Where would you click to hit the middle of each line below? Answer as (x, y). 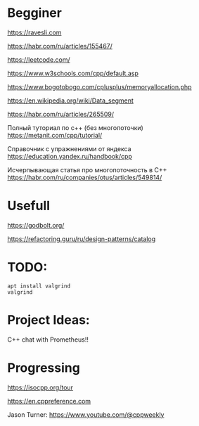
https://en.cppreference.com (49, 401)
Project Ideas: (49, 320)
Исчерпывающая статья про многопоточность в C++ (87, 169)
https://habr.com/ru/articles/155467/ (60, 46)
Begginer (34, 13)
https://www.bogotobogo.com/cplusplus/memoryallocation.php (99, 86)
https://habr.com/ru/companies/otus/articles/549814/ (85, 177)
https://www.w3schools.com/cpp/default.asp (73, 73)
